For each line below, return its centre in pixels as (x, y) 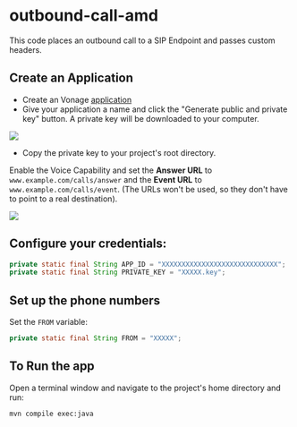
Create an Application (72, 78)
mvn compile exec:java (51, 414)
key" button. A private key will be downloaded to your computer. (140, 118)
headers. (25, 49)
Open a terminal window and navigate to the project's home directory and (145, 388)
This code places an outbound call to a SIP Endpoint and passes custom (142, 40)
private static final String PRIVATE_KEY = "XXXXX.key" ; (118, 273)
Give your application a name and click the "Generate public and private (155, 109)
